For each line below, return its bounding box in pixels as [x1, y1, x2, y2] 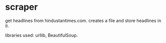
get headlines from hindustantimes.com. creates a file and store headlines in [5, 18, 162, 23]
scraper [5, 1, 38, 13]
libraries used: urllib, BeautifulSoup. [5, 32, 78, 38]
